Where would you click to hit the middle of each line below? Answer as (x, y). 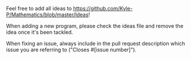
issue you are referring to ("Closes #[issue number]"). (71, 50)
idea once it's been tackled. (40, 32)
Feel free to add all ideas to (39, 8)
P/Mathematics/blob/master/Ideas (47, 15)
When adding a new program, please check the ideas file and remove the (95, 26)
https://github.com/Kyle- (103, 8)
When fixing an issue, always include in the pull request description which (95, 44)
